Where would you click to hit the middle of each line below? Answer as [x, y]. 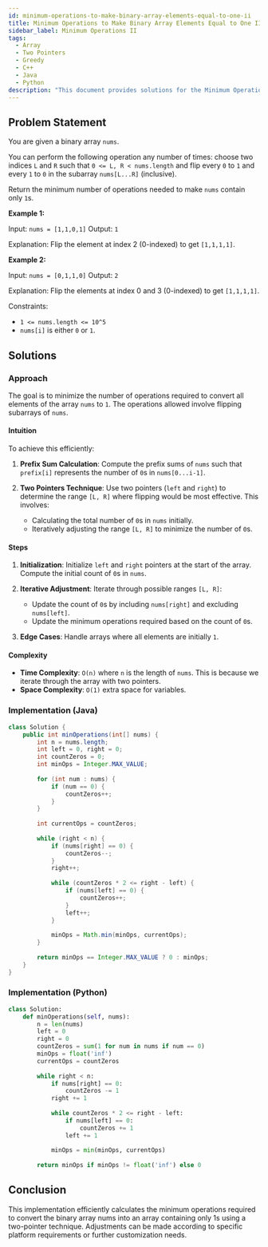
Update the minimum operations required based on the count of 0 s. [142, 622]
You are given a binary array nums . [64, 141]
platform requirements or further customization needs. [98, 1234]
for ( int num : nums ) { [76, 779]
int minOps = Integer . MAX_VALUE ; [93, 764]
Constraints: [28, 306]
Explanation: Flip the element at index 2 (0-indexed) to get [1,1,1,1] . [122, 244]
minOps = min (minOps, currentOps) [108, 1150]
